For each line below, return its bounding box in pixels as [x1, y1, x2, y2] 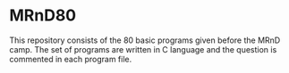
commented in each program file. [9, 53, 132, 64]
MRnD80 [9, 5, 77, 26]
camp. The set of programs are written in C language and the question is [9, 44, 277, 54]
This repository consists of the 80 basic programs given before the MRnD [9, 35, 281, 45]
